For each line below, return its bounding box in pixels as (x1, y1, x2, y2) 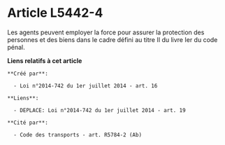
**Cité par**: (7, 119, 49, 126)
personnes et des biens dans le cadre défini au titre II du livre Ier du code (7, 35, 218, 43)
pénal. (7, 43, 26, 51)
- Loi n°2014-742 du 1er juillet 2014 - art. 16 (13, 82, 158, 89)
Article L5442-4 (7, 5, 103, 21)
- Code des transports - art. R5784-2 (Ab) (13, 131, 142, 138)
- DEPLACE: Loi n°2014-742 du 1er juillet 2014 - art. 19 (13, 106, 187, 113)
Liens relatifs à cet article (7, 56, 82, 64)
